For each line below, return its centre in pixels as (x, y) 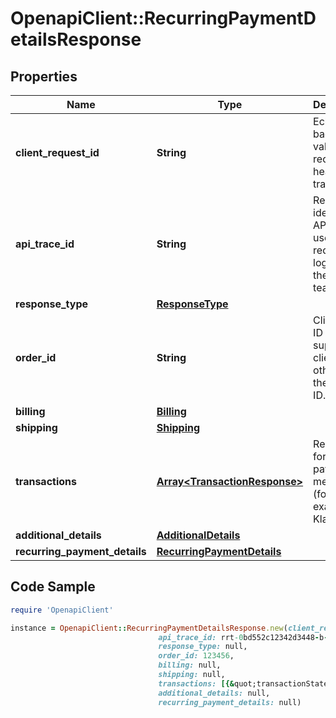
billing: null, (190, 665)
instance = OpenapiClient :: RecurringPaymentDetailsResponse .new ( (149, 628)
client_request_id (57, 152)
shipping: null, (192, 675)
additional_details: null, (214, 693)
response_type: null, (203, 647)
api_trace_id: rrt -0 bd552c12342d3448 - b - (243, 637)
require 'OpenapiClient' (62, 610)
